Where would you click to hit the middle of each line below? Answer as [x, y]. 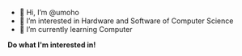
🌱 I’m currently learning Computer [76, 29]
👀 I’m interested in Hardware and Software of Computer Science [126, 21]
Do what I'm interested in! [52, 45]
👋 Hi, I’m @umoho [49, 12]
